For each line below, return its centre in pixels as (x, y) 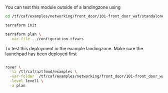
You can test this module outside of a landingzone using (63, 7)
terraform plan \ (23, 34)
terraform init (21, 25)
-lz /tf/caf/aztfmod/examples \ (43, 72)
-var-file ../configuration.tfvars (47, 39)
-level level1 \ (26, 81)
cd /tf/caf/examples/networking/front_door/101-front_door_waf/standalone (85, 16)
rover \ (13, 67)
